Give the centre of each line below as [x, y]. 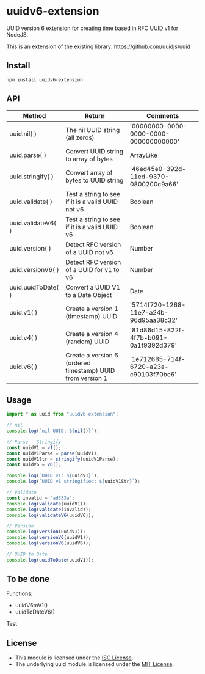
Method [34, 116]
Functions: [20, 593]
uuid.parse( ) [28, 155]
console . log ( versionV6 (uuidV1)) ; [49, 538]
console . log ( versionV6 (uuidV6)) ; [49, 543]
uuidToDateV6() [35, 612]
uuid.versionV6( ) [34, 270]
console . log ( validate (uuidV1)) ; [47, 504]
